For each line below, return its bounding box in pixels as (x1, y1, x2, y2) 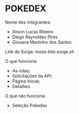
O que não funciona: (5, 93, 46, 99)
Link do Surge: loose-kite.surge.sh (5, 49, 75, 55)
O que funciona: (5, 58, 38, 64)
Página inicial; (12, 78, 40, 84)
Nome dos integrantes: (5, 19, 51, 25)
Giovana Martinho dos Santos (12, 39, 72, 45)
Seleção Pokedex (12, 102, 47, 108)
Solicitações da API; (12, 73, 53, 79)
